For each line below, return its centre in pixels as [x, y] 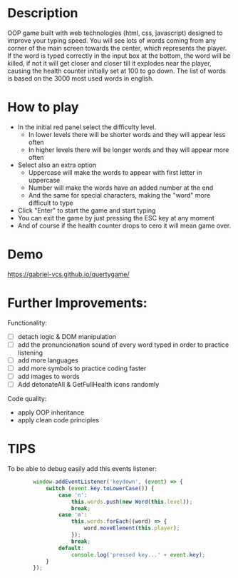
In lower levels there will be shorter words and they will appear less [127, 134]
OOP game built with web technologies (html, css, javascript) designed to [115, 33]
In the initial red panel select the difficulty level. [87, 127]
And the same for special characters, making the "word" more [119, 195]
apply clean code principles [58, 420]
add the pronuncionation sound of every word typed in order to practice [123, 345]
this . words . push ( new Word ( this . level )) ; [132, 502]
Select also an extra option [57, 165]
